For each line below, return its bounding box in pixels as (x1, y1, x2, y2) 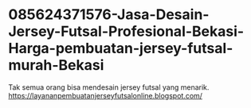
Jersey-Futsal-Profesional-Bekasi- (8, 22, 245, 40)
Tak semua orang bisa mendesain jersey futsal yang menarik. (8, 82, 210, 92)
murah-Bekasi (8, 56, 104, 75)
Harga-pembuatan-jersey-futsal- (8, 40, 233, 57)
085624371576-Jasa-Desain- (8, 6, 210, 24)
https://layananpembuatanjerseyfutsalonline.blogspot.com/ (8, 91, 203, 100)
